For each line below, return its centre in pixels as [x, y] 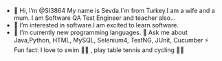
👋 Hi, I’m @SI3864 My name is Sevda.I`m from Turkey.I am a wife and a [114, 11]
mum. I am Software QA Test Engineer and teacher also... [95, 18]
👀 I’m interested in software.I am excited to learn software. [96, 25]
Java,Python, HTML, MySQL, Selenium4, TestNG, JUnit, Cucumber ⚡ [111, 40]
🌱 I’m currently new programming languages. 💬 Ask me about [100, 32]
